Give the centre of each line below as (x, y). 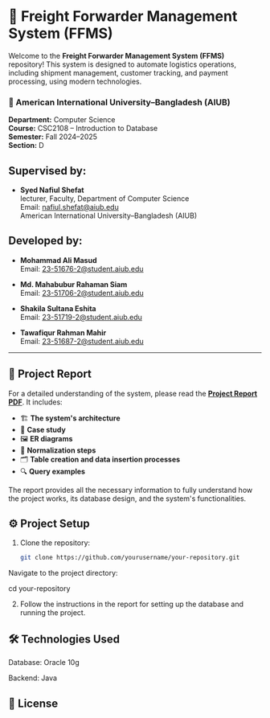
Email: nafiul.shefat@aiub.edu (69, 207)
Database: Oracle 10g (44, 663)
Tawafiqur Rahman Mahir (63, 332)
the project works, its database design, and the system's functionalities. (127, 498)
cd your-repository (39, 589)
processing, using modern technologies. (75, 81)
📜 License (33, 703)
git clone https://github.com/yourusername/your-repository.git (130, 558)
